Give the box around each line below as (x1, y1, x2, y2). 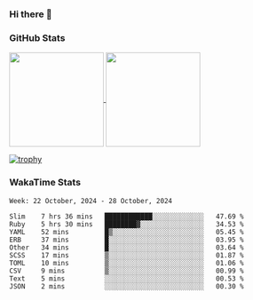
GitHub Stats (9, 31, 66, 43)
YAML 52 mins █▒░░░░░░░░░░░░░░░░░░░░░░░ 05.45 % (9, 227, 244, 236)
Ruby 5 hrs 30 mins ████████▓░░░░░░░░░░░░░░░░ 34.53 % (9, 219, 244, 229)
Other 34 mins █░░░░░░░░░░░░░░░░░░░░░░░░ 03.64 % (9, 243, 244, 252)
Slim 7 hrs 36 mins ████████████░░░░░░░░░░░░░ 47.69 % (9, 212, 244, 221)
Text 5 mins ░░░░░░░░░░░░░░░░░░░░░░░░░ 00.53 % (9, 274, 244, 283)
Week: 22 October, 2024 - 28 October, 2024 (9, 196, 173, 205)
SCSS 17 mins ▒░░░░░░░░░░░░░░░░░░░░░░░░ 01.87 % (9, 250, 244, 260)
